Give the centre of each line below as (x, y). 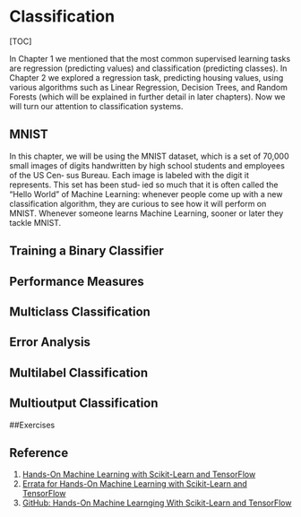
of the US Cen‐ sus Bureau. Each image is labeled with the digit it (129, 175)
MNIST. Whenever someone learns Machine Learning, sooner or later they (146, 213)
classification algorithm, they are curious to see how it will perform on (138, 203)
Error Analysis (50, 342)
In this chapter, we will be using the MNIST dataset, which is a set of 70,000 (149, 156)
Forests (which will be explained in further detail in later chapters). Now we (147, 97)
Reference (39, 453)
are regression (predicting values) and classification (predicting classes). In (148, 68)
